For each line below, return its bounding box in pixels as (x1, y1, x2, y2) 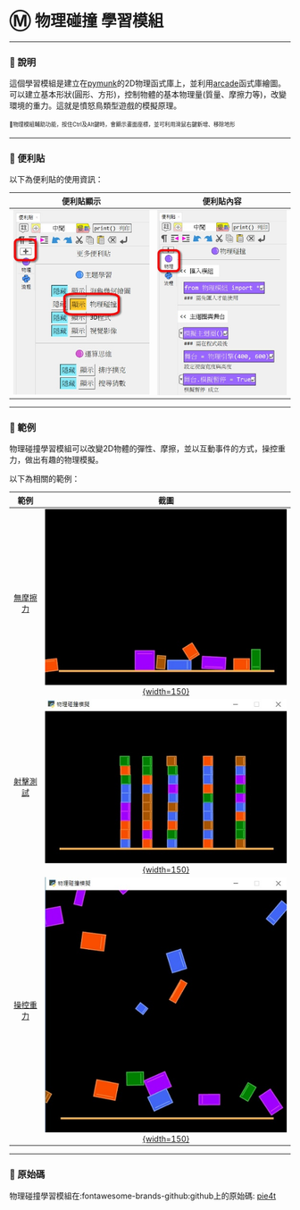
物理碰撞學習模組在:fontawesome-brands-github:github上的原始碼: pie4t (9, 1190, 277, 1201)
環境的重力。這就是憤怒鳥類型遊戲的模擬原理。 (9, 100, 181, 111)
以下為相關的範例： (9, 474, 80, 484)
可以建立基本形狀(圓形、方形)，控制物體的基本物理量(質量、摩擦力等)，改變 (9, 89, 287, 100)
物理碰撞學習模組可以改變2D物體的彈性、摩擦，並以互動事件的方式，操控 (9, 443, 279, 454)
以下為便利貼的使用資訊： (9, 174, 104, 185)
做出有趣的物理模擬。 (24, 455, 104, 466)
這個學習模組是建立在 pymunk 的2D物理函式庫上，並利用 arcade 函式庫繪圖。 (9, 78, 286, 88)
